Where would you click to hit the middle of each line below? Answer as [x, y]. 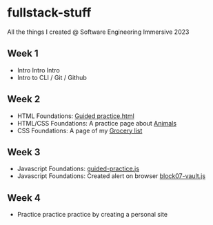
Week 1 [23, 53]
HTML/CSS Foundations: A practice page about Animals [97, 123]
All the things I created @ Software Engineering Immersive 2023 [98, 32]
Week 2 [24, 99]
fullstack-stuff [49, 13]
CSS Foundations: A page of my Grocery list [80, 130]
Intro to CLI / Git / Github [52, 77]
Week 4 [24, 198]
